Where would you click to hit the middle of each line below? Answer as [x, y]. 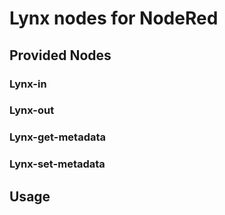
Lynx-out [32, 110]
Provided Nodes [60, 55]
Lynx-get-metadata [58, 137]
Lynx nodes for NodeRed [114, 18]
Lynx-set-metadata [57, 164]
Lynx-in [28, 84]
